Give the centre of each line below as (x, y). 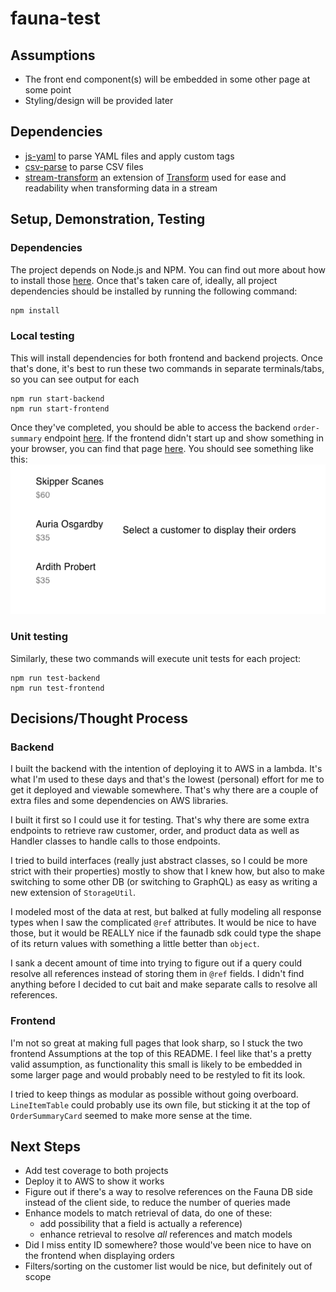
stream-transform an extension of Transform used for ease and (155, 177)
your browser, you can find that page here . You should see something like (162, 448)
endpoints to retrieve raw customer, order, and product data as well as (155, 831)
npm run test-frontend (57, 688)
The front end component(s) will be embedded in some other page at (167, 79)
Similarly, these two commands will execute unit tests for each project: (156, 658)
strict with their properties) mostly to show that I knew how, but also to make (167, 871)
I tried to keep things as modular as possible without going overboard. (154, 1094)
